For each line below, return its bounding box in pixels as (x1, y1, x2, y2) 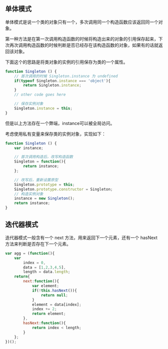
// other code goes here (14, 92, 66, 97)
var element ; (31, 283, 59, 288)
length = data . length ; (23, 269, 70, 274)
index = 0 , (23, 260, 46, 265)
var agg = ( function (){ (5, 250, 55, 256)
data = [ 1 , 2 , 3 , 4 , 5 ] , (23, 264, 66, 270)
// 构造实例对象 (14, 191, 43, 196)
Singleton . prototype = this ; (14, 182, 75, 187)
